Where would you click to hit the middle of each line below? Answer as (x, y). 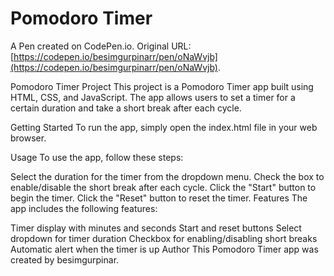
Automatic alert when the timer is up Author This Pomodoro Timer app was (164, 249)
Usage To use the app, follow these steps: (97, 157)
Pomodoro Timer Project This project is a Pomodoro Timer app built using (162, 86)
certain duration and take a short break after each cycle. (126, 108)
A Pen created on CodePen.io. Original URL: (101, 46)
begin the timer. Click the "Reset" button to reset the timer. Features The (159, 198)
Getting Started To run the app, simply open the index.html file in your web (164, 127)
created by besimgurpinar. (65, 259)
